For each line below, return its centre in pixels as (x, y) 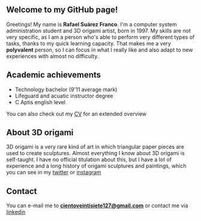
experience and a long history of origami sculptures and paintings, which (96, 166)
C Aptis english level (40, 102)
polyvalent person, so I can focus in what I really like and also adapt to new (100, 50)
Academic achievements (54, 75)
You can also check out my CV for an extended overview (76, 114)
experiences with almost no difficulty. (52, 56)
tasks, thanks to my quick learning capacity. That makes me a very (88, 43)
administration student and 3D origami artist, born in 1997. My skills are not (98, 31)
